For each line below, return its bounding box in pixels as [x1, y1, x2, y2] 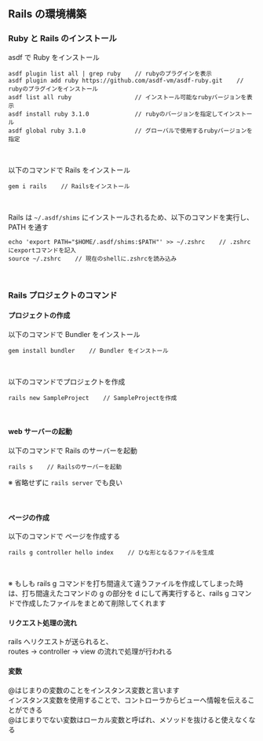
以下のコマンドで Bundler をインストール [8, 329, 141, 339]
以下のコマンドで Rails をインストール [8, 165, 131, 175]
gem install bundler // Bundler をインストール [8, 346, 169, 354]
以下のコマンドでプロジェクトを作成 [8, 376, 126, 386]
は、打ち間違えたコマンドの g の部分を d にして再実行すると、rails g [8, 589, 229, 598]
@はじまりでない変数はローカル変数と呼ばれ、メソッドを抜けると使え [8, 715, 236, 724]
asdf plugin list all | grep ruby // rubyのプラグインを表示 [8, 69, 212, 77]
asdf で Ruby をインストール [8, 52, 100, 61]
